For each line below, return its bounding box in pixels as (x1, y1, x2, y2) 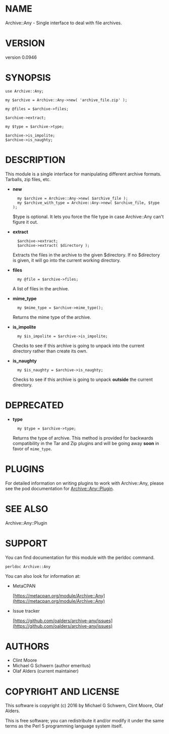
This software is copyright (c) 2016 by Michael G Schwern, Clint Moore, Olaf (5, 703, 163, 709)
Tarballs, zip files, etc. (5, 176, 51, 182)
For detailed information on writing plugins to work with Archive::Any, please (5, 480, 164, 486)
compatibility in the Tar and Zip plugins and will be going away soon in (12, 440, 159, 446)
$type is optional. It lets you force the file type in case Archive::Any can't (12, 213, 164, 220)
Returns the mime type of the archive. (12, 314, 91, 320)
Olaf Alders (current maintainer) (12, 668, 79, 674)
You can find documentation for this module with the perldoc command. (5, 554, 155, 560)
